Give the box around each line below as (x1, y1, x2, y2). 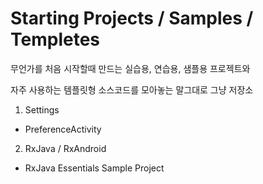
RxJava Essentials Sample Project (24, 162, 165, 174)
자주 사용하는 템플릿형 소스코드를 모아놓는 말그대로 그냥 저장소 (10, 83, 254, 96)
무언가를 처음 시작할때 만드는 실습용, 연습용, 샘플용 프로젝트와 (10, 62, 251, 74)
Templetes (10, 28, 100, 51)
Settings (24, 103, 60, 116)
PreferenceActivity (24, 123, 102, 135)
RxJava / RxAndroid (24, 142, 107, 154)
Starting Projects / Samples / (10, 7, 254, 30)
